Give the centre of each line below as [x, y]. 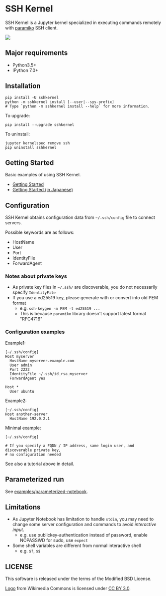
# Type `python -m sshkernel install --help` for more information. [78, 106]
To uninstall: [18, 134]
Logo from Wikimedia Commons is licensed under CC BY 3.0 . [68, 589]
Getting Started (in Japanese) [42, 190]
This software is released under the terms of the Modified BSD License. [78, 579]
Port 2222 [20, 369]
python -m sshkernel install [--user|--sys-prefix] [60, 102]
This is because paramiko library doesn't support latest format [83, 314]
